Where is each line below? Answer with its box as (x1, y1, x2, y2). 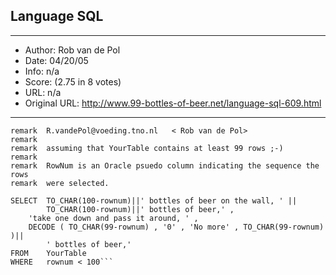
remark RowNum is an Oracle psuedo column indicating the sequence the (10, 160, 320, 171)
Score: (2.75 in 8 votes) (24, 75, 122, 88)
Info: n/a (24, 65, 60, 77)
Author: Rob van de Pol (24, 44, 121, 56)
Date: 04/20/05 (24, 54, 89, 66)
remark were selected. (10, 178, 110, 188)
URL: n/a (24, 86, 62, 98)
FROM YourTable (10, 248, 87, 258)
